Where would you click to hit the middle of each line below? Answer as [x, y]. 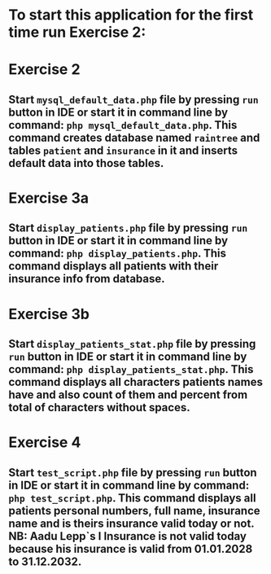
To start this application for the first [131, 15]
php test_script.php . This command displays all [132, 498]
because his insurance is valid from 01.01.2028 [131, 548]
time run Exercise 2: [77, 32]
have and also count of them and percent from [128, 394]
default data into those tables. [86, 163]
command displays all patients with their [114, 266]
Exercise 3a [49, 198]
